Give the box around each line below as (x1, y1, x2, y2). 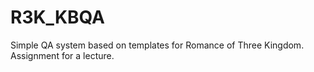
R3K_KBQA (10, 6, 106, 29)
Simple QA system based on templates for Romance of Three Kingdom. (10, 39, 305, 51)
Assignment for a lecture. (10, 49, 115, 61)
